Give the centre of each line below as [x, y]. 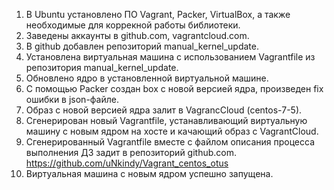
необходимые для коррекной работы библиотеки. [133, 25]
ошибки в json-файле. [72, 99]
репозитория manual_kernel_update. [102, 67]
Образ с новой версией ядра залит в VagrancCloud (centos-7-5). [164, 110]
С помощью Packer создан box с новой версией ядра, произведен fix [174, 88]
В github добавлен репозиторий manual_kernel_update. [142, 46]
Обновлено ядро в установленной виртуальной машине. [147, 78]
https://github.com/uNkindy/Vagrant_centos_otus [127, 163]
